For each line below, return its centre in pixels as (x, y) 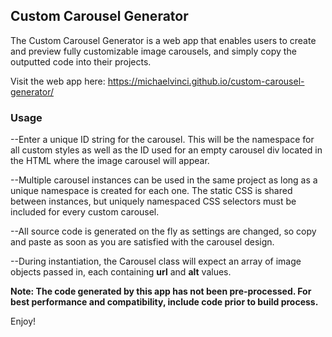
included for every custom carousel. (85, 212)
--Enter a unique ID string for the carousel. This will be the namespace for (162, 140)
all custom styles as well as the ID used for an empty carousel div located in (166, 150)
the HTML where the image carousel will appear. (110, 161)
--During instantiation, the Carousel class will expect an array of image (156, 261)
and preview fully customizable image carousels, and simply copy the (153, 51)
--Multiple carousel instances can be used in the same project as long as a (164, 180)
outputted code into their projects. (81, 61)
